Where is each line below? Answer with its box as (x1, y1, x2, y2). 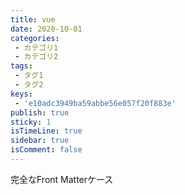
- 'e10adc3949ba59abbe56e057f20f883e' (14, 98, 177, 108)
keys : (10, 89, 33, 99)
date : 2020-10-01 (10, 24, 83, 34)
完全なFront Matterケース (10, 173, 114, 185)
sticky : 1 (10, 117, 52, 127)
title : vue (10, 14, 56, 25)
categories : (10, 33, 60, 43)
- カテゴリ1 (14, 42, 59, 53)
